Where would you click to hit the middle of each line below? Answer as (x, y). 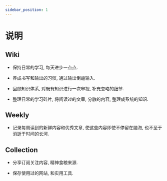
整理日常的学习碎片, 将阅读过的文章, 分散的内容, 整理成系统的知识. (80, 99)
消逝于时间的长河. (30, 134)
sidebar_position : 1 (27, 10)
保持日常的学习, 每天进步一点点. (45, 67)
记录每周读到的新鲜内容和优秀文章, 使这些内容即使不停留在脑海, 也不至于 (87, 128)
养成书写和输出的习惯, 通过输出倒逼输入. (54, 78)
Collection (21, 150)
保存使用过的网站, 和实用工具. (43, 173)
